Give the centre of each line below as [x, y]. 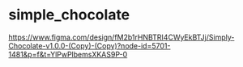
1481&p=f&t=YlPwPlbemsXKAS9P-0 [68, 54]
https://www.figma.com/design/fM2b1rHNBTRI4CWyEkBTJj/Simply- [122, 37]
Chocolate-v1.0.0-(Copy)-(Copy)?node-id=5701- [90, 45]
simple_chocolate [69, 15]
